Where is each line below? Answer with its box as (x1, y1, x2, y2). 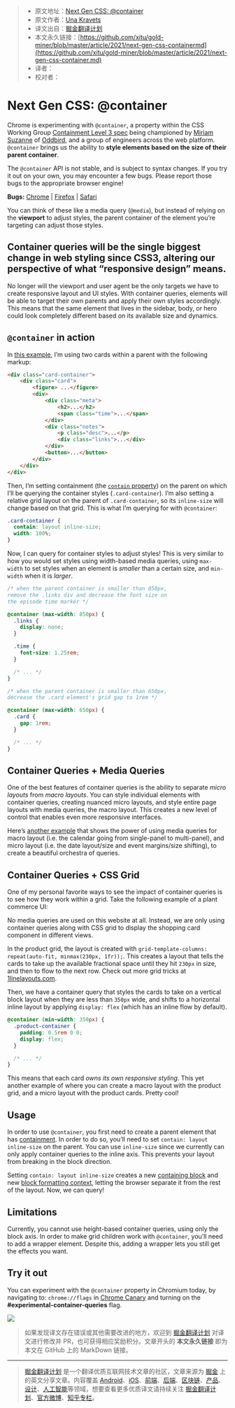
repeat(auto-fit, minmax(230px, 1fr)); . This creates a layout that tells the (7, 952, 224, 960)
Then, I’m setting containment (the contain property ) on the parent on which (7, 481, 227, 490)
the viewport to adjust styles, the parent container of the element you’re (7, 213, 215, 222)
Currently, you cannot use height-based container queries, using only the (7, 1224, 219, 1233)
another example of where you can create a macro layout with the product (7, 1081, 222, 1090)
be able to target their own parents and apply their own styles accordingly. (7, 297, 222, 305)
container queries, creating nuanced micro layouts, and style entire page (7, 798, 217, 806)
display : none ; (20, 624, 64, 631)
